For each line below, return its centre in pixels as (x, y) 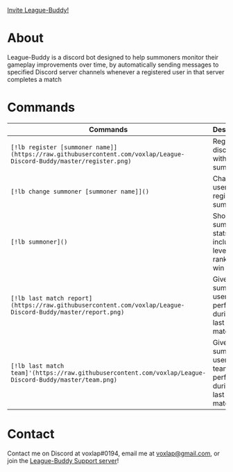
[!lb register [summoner (52, 147)
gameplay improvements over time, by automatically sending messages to (113, 65)
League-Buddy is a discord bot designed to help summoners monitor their (113, 57)
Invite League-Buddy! (38, 10)
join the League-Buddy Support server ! (63, 460)
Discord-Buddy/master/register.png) (71, 161)
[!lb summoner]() (39, 242)
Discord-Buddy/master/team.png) (64, 380)
